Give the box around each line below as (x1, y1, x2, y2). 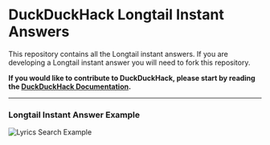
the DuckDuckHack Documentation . (8, 82, 131, 91)
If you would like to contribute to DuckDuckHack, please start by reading (8, 73, 256, 83)
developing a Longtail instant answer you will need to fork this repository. (8, 58, 251, 67)
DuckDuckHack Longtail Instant (8, 6, 225, 24)
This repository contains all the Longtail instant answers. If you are (8, 49, 229, 58)
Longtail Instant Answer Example (8, 109, 141, 120)
